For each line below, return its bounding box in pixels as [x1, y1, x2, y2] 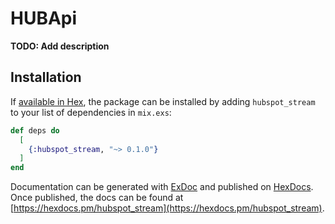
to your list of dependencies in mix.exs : [10, 106, 172, 118]
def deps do [10, 125, 60, 136]
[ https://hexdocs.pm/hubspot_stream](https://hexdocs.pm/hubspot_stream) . [10, 202, 325, 214]
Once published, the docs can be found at [10, 192, 184, 204]
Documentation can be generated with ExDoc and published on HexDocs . [10, 181, 314, 193]
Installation [10, 69, 82, 86]
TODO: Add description [10, 40, 110, 52]
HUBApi [10, 7, 78, 30]
